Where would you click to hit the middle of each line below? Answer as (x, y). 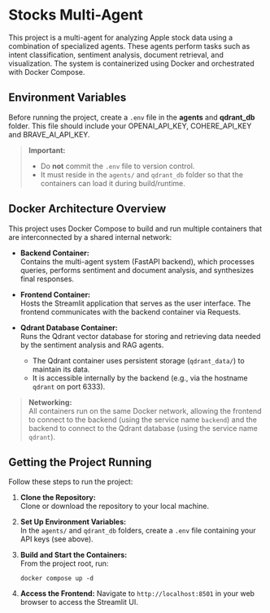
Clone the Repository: (58, 498)
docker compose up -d (57, 579)
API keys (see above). (57, 539)
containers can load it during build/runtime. (113, 183)
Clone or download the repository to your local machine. (115, 506)
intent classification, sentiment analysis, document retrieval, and (116, 54)
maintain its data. (61, 369)
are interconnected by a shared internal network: (90, 237)
